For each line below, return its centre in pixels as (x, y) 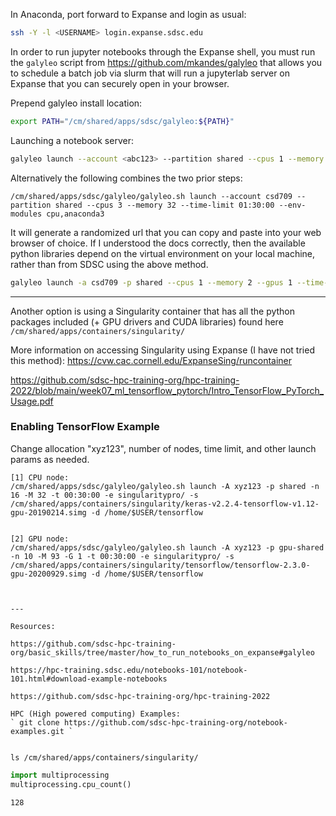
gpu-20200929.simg (48, 574)
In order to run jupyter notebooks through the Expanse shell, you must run (163, 51)
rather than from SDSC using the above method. (109, 264)
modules (26, 214)
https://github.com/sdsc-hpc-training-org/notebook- (175, 722)
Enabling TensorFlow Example (85, 427)
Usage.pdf (32, 401)
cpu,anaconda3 (75, 214)
